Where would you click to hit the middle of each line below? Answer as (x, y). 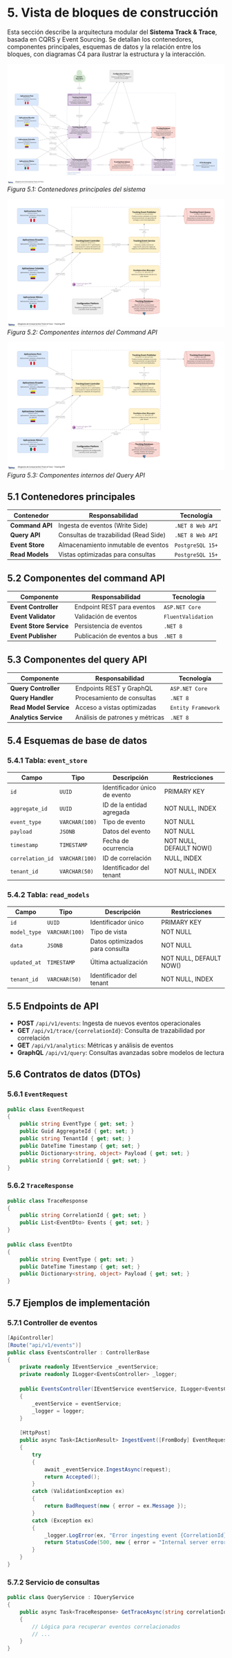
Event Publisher (33, 636)
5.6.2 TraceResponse (40, 1185)
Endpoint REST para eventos (115, 607)
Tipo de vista (109, 932)
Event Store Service (39, 626)
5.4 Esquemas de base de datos (77, 741)
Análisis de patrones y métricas (119, 717)
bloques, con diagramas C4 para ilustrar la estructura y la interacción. (106, 54)
